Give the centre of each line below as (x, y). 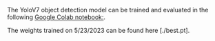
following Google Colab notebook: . (56, 17)
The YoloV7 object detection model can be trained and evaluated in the (108, 10)
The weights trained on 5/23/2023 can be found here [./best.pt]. (99, 30)
